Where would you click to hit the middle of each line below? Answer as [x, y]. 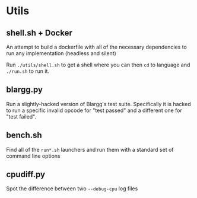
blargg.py [25, 90]
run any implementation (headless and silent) [61, 53]
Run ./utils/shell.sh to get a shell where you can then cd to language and [98, 65]
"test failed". [21, 116]
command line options [33, 156]
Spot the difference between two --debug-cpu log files [72, 189]
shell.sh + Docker [39, 33]
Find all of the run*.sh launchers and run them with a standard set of [90, 149]
